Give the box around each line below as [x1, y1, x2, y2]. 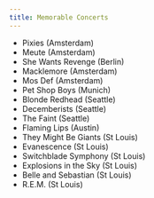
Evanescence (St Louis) [21, 141, 109, 152]
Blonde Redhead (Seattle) [21, 94, 117, 105]
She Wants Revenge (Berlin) [21, 56, 125, 67]
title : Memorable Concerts [9, 12, 109, 22]
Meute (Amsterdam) [21, 46, 96, 58]
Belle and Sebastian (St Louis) [21, 170, 132, 180]
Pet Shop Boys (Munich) [21, 84, 112, 95]
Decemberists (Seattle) [21, 103, 107, 114]
